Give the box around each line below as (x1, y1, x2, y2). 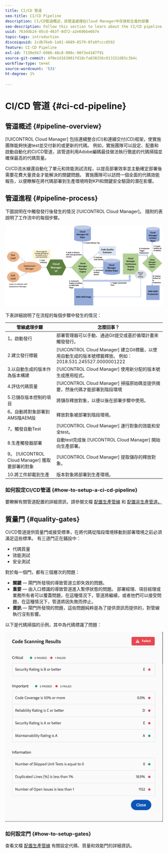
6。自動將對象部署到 (7, 408, 50, 414)
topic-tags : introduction (5, 35, 59, 40)
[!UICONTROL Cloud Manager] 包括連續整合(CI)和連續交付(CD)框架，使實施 (5, 136, 161, 142)
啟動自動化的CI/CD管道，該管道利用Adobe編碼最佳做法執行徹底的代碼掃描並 (5, 149, 162, 155)
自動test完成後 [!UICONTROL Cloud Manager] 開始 (56, 437, 161, 443)
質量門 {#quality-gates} (5, 515, 80, 523)
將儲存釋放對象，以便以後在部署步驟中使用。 (56, 397, 148, 403)
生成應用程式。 (56, 372, 87, 378)
